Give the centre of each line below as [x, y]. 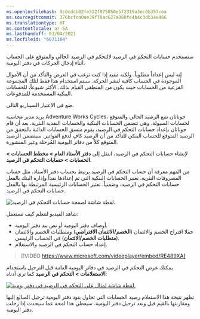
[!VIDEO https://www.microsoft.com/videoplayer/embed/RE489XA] [103, 256]
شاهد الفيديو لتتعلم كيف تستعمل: [42, 214]
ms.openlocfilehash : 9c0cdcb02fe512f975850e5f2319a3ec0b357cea [87, 12]
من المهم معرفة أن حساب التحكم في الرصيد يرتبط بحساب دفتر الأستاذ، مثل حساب [98, 171]
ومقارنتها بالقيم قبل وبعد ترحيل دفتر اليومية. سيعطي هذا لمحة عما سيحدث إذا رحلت [98, 303]
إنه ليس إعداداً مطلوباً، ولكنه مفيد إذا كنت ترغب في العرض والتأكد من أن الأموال [94, 74]
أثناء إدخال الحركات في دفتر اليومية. [46, 63]
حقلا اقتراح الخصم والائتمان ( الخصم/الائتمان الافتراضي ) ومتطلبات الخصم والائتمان [104, 231]
